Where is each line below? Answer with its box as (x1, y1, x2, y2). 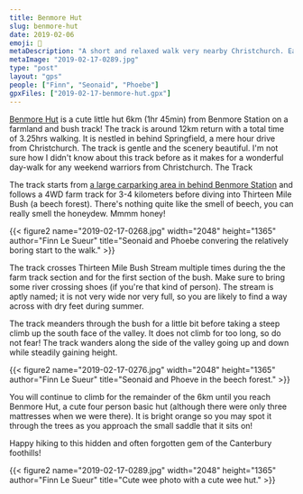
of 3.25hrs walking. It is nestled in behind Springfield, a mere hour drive (9, 133, 276, 144)
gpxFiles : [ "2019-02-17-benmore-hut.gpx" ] (9, 89, 171, 98)
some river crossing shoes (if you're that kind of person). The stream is (9, 281, 274, 292)
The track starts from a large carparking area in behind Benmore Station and (9, 179, 293, 190)
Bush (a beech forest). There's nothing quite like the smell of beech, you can (9, 198, 294, 209)
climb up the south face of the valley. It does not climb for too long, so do (9, 327, 281, 339)
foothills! (9, 447, 42, 458)
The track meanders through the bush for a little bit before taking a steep (9, 318, 280, 329)
